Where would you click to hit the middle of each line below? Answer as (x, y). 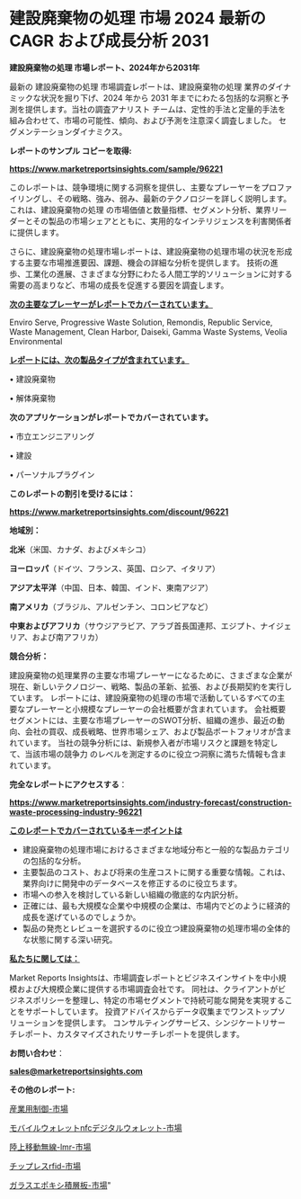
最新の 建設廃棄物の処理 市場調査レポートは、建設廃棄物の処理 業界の (138, 86)
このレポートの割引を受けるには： (72, 493)
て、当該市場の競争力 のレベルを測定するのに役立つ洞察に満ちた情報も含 (144, 754)
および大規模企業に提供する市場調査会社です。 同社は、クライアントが (147, 989)
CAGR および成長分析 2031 (109, 41)
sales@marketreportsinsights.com (76, 1070)
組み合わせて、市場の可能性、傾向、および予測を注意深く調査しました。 (143, 120)
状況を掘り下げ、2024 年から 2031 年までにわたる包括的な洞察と (160, 98)
